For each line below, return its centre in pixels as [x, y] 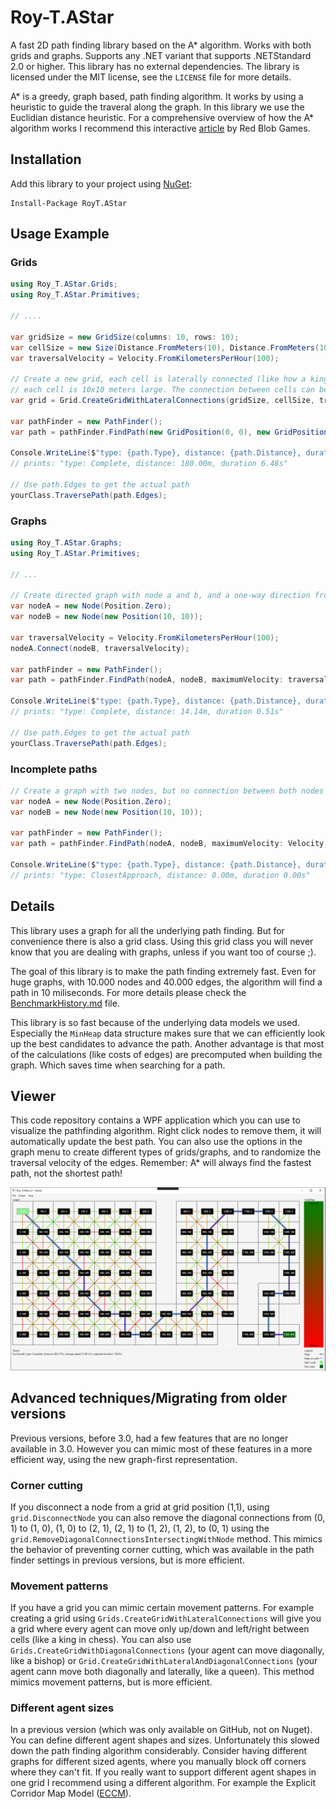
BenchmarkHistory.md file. [65, 1003]
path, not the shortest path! [66, 1173]
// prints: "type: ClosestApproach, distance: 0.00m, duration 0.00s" [160, 875]
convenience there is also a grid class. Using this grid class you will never [162, 941]
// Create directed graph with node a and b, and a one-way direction [160, 596]
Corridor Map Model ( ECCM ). [71, 1793]
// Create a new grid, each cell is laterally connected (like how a [158, 379]
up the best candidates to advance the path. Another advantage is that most [167, 1043]
